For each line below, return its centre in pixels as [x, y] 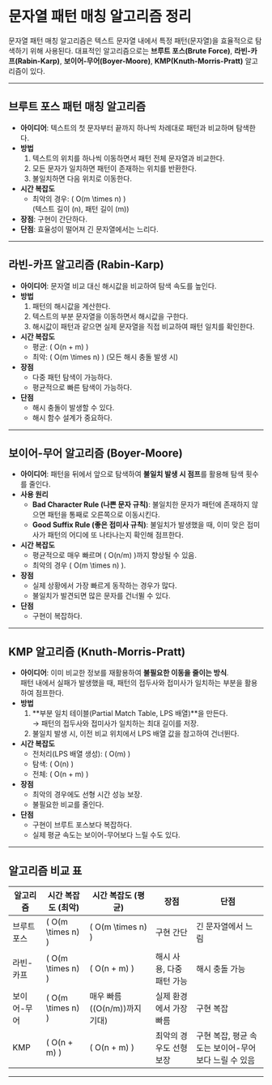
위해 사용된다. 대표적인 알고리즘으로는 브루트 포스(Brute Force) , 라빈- [140, 50]
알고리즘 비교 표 [45, 871]
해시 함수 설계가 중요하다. [72, 418]
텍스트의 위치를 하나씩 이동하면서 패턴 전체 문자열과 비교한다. [128, 158]
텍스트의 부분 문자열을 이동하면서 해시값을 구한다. [110, 316]
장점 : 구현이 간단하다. [53, 219]
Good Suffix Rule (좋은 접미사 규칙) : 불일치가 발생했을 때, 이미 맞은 [138, 525]
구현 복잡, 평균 [222, 1036]
